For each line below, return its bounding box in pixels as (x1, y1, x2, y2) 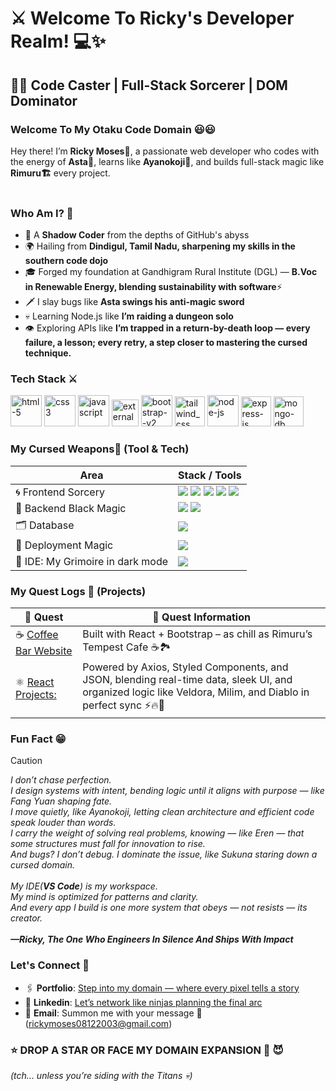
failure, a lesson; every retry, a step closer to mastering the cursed (24, 337, 308, 349)
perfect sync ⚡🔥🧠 (82, 698, 166, 712)
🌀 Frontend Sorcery (15, 485, 105, 499)
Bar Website (15, 644, 73, 658)
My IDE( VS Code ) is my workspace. (10, 880, 158, 892)
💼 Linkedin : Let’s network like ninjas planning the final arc (24, 996, 263, 1008)
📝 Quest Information (152, 610, 251, 624)
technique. (24, 347, 72, 359)
